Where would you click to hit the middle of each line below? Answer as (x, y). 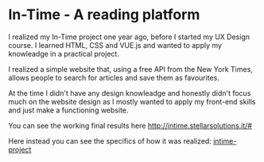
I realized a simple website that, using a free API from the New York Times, (130, 69)
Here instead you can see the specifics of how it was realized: (110, 140)
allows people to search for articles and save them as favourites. (114, 77)
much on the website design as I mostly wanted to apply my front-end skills (132, 101)
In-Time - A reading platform (104, 15)
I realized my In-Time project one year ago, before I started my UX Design (129, 37)
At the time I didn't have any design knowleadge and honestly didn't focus (130, 93)
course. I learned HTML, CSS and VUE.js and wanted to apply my (115, 45)
